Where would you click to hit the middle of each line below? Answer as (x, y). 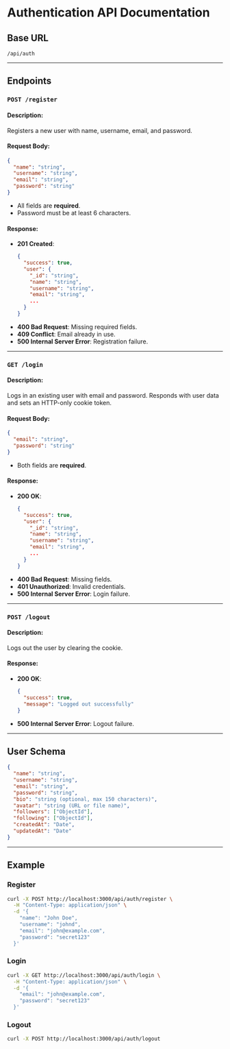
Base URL (28, 38)
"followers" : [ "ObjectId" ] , (53, 812)
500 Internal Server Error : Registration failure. (82, 341)
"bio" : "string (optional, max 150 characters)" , (85, 799)
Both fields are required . (52, 465)
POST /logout (29, 617)
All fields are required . (49, 205)
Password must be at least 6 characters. (74, 213)
